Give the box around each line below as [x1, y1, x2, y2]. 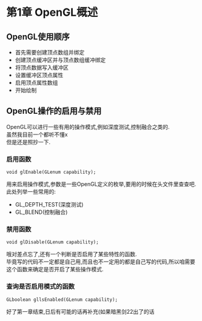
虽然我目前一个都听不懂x [6, 131, 68, 138]
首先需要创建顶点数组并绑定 [15, 49, 85, 56]
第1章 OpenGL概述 [6, 5, 98, 19]
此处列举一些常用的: [6, 188, 56, 196]
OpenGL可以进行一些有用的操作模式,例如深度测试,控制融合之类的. [6, 123, 170, 130]
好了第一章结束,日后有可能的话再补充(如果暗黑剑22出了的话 [6, 308, 155, 315]
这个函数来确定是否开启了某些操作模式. [6, 266, 104, 273]
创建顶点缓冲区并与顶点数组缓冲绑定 [15, 56, 106, 64]
